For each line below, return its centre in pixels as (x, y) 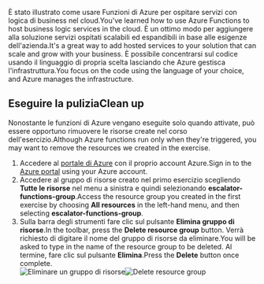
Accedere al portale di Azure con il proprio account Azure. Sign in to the (136, 163)
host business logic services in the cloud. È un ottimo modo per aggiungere (131, 29)
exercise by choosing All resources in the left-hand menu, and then (130, 205)
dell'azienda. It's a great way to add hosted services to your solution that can (132, 46)
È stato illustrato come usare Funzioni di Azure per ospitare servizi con (123, 12)
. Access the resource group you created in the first (158, 196)
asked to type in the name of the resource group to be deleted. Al (126, 246)
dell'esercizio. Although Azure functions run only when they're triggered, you (132, 139)
